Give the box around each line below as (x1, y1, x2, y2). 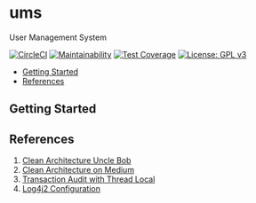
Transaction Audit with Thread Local (21, 174, 156, 184)
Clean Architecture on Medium (21, 165, 135, 176)
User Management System (9, 32, 107, 43)
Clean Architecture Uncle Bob (21, 155, 132, 166)
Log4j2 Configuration (21, 183, 100, 194)
